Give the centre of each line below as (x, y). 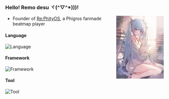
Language (16, 35)
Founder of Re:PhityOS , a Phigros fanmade (57, 18)
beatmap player (29, 24)
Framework (17, 58)
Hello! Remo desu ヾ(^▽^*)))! (42, 7)
